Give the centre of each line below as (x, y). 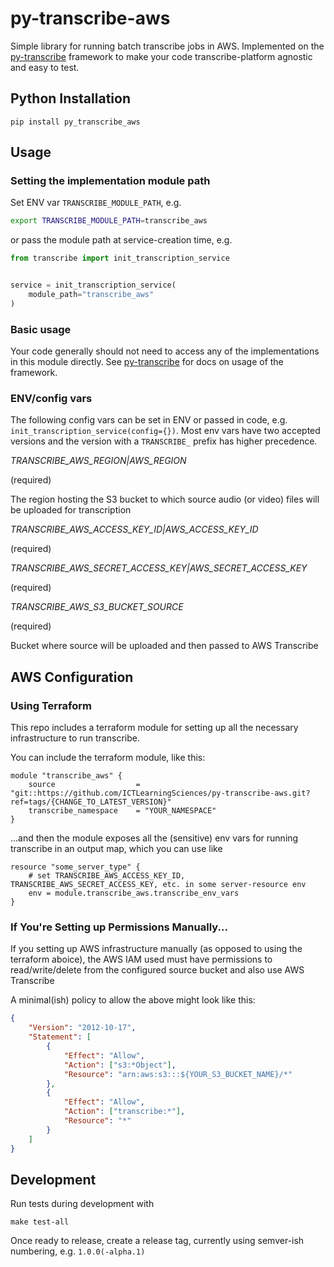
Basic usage (41, 329)
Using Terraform (51, 705)
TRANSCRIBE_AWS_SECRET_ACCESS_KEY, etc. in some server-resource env (158, 885)
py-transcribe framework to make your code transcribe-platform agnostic (161, 56)
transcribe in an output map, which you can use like (116, 849)
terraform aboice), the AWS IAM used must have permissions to (141, 959)
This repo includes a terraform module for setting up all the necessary (154, 728)
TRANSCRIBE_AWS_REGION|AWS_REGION (98, 461)
